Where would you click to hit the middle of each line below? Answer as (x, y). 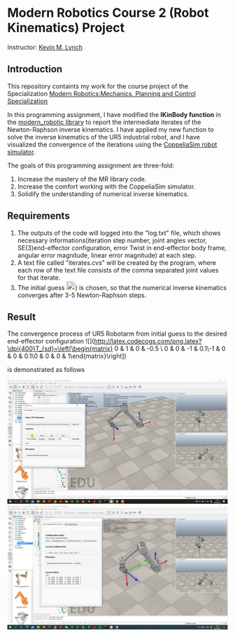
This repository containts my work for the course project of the (98, 86)
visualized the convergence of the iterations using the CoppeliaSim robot (112, 144)
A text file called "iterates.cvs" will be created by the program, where (117, 262)
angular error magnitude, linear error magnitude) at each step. (107, 255)
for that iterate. (39, 278)
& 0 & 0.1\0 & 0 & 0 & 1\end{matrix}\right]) (67, 356)
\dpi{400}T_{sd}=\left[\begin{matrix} (60, 349)
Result (22, 317)
